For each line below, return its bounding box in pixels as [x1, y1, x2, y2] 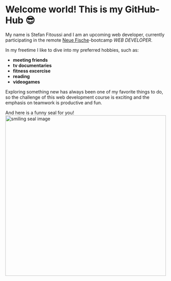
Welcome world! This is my [5, 4, 123, 15]
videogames [12, 79, 40, 85]
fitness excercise [12, 68, 51, 74]
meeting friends [12, 57, 48, 63]
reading [12, 73, 30, 79]
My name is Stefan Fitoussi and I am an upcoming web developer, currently [5, 31, 165, 38]
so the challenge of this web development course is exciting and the [5, 94, 150, 100]
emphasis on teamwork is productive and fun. [5, 99, 103, 106]
